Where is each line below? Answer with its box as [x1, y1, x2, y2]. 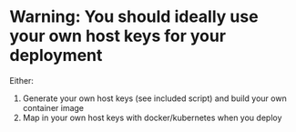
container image [22, 102, 85, 113]
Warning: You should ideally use [9, 6, 259, 27]
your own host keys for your [9, 25, 226, 46]
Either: [9, 75, 35, 86]
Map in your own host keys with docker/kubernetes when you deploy [22, 112, 282, 123]
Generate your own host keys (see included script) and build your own [22, 93, 287, 104]
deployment [9, 46, 103, 66]
